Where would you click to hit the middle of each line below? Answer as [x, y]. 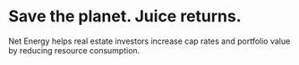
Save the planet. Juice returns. [125, 16]
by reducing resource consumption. [74, 50]
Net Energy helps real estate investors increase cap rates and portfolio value [149, 41]
